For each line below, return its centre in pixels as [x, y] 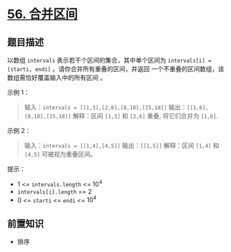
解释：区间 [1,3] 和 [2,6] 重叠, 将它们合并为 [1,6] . [145, 116]
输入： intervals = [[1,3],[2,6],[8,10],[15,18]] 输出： [105, 107]
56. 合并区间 [42, 14]
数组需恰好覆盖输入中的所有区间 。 [57, 78]
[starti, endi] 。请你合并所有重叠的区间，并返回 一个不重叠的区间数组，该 [116, 69]
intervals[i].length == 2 [54, 191]
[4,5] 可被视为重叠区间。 [60, 154]
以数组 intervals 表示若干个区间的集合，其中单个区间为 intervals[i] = [109, 60]
